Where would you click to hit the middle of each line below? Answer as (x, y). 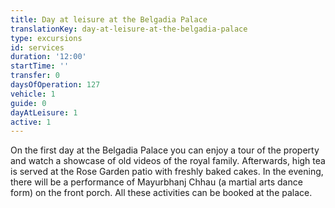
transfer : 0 (35, 76)
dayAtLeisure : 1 (44, 112)
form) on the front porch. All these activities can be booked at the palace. (161, 193)
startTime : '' (40, 66)
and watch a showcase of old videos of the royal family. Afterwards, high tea (168, 161)
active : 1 (31, 122)
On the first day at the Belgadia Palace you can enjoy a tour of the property (165, 150)
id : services (37, 47)
